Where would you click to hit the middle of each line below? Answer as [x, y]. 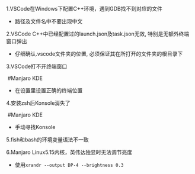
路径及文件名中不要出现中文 [49, 21]
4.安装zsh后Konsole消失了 [38, 103]
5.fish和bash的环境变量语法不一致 [47, 140]
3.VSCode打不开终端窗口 [37, 66]
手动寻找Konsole [35, 127]
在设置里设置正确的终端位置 [49, 90]
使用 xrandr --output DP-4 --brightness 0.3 [69, 165]
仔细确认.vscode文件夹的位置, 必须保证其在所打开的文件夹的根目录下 [99, 54]
